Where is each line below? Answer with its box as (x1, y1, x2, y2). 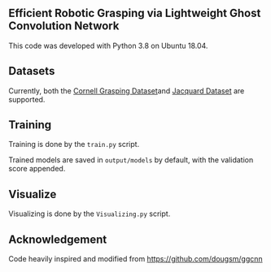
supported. (8, 94, 46, 104)
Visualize (8, 187, 57, 201)
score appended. (8, 164, 66, 174)
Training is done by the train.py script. (8, 140, 140, 149)
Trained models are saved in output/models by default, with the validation (8, 155, 254, 165)
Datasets (8, 64, 55, 78)
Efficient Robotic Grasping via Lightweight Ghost (8, 6, 261, 20)
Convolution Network (8, 19, 120, 33)
